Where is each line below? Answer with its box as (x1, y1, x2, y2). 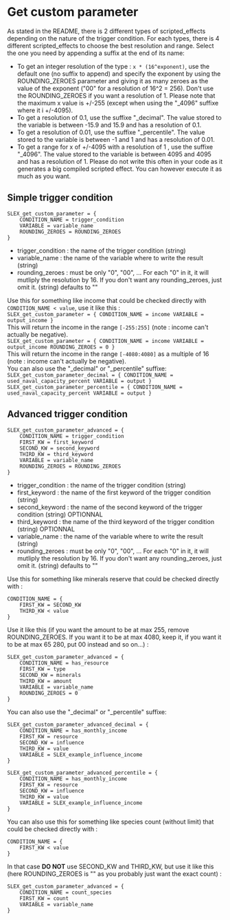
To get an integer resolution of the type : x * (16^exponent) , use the (16, 62, 210, 70)
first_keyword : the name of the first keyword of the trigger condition (16, 488, 211, 496)
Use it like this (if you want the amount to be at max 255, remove (7, 625, 189, 634)
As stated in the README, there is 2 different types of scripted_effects (7, 27, 206, 35)
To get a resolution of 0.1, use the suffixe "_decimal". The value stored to (16, 113, 222, 121)
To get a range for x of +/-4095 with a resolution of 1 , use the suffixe (16, 143, 214, 151)
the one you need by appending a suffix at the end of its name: (7, 49, 185, 57)
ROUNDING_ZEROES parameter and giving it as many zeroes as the (16, 76, 209, 85)
